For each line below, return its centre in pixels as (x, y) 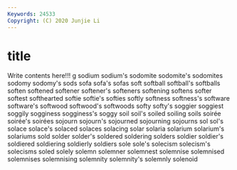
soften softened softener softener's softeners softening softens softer (110, 91)
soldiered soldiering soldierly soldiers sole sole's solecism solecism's (109, 144)
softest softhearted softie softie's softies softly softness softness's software (118, 99)
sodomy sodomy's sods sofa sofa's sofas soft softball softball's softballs (114, 84)
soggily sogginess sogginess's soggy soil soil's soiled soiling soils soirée (114, 114)
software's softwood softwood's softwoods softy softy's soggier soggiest (116, 106)
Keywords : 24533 (31, 14)
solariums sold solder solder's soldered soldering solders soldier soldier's (116, 136)
